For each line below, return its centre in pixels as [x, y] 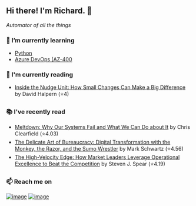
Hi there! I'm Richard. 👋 [49, 11]
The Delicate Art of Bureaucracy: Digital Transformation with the [92, 142]
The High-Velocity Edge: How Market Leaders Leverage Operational [97, 157]
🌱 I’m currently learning [40, 40]
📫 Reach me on [29, 181]
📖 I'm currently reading [40, 75]
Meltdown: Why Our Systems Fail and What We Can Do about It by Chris [102, 127]
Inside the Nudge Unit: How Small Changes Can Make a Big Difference [100, 87]
